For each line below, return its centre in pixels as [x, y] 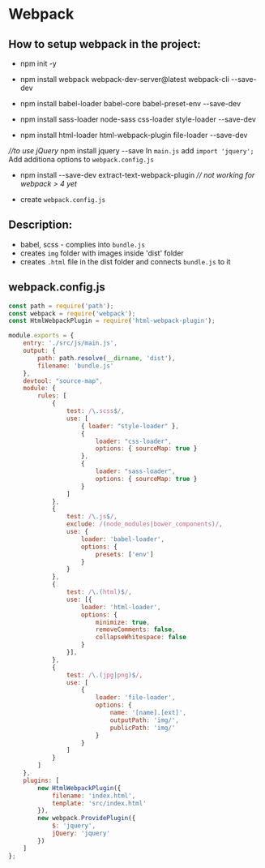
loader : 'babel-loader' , [122, 539]
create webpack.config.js [63, 199]
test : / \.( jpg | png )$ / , [105, 675]
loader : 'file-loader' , [135, 698]
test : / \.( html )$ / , [99, 592]
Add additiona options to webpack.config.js [81, 159]
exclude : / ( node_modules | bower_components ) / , [144, 524]
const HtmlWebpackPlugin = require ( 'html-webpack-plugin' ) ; [112, 321]
